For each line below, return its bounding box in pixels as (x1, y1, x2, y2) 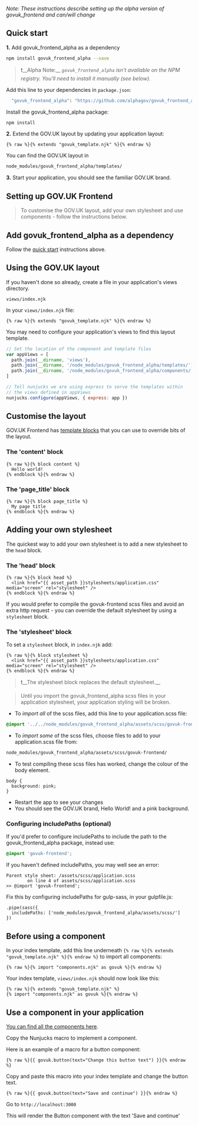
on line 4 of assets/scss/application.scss (27, 878, 136, 884)
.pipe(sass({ (6, 905, 38, 911)
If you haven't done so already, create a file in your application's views (6, 278, 177, 285)
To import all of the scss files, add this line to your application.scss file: (14, 710, 187, 717)
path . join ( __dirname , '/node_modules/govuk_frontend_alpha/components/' (11, 368, 194, 374)
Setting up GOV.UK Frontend (6, 191, 113, 201)
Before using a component (6, 931, 105, 941)
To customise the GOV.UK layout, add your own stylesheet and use (20, 207, 184, 214)
